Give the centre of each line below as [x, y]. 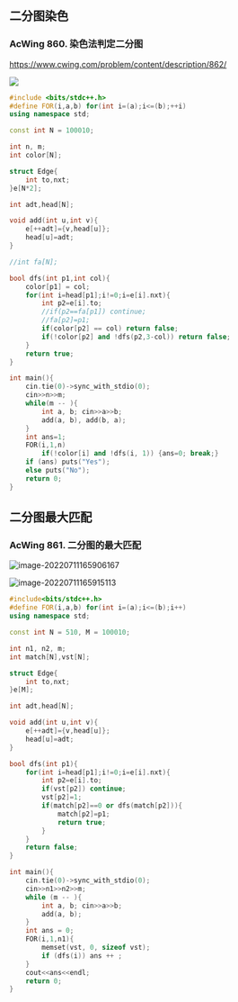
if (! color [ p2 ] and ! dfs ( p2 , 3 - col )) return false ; [136, 337]
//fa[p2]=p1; [66, 320]
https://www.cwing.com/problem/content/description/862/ [118, 64]
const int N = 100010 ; [52, 131]
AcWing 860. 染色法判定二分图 [76, 44]
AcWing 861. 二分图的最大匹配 [75, 545]
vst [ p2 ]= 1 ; [62, 798]
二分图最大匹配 [51, 517]
